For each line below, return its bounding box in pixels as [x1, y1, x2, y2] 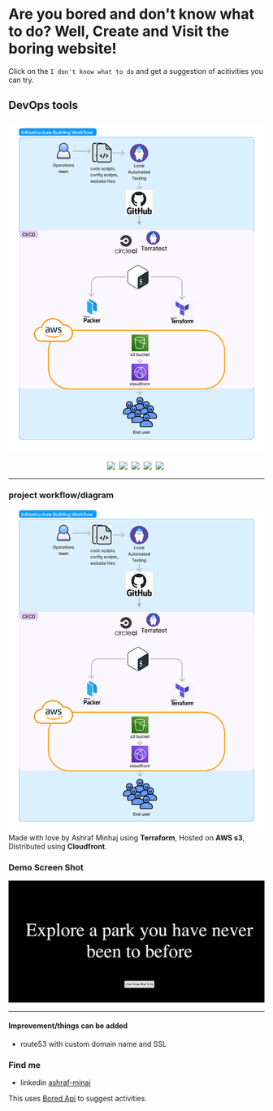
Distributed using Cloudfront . [8, 842, 107, 852]
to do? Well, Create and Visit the [8, 22, 230, 41]
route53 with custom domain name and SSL [19, 1039, 167, 1048]
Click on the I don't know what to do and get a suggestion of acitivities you [8, 66, 264, 76]
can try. [8, 75, 34, 85]
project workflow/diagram [8, 489, 114, 501]
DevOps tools [8, 98, 79, 112]
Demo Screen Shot [8, 862, 84, 874]
